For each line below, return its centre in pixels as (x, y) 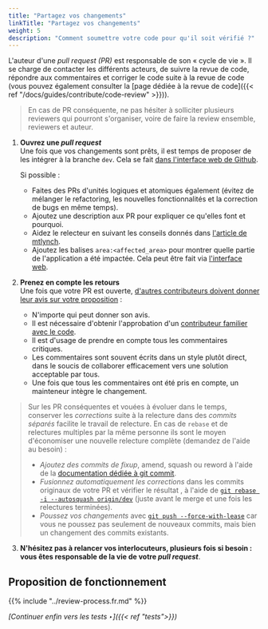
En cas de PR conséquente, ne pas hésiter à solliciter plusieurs (131, 110)
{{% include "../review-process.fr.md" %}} (78, 601)
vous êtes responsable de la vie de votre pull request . (110, 557)
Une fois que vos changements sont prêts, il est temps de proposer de (136, 151)
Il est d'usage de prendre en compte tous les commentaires (130, 340)
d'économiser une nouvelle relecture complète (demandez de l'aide (139, 441)
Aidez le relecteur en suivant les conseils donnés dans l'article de (139, 233)
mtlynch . (46, 241)
